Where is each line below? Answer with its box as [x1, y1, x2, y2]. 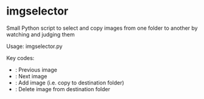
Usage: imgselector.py [6, 43, 63, 50]
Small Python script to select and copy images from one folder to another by [6, 24, 198, 32]
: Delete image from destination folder [15, 85, 111, 92]
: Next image [15, 72, 47, 80]
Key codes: [6, 54, 35, 61]
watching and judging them [6, 30, 75, 38]
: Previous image [15, 66, 58, 73]
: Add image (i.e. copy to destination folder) [15, 79, 125, 86]
